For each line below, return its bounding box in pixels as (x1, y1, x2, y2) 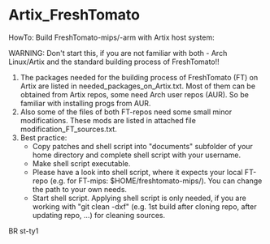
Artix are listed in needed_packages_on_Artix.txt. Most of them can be (20, 81, 256, 91)
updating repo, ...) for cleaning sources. (32, 210, 165, 220)
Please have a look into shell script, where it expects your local (32, 167, 243, 177)
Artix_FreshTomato (8, 6, 141, 24)
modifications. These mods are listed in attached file (20, 115, 197, 125)
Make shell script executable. (32, 158, 131, 168)
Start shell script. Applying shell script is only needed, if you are (32, 193, 246, 203)
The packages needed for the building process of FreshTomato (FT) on (20, 72, 259, 82)
